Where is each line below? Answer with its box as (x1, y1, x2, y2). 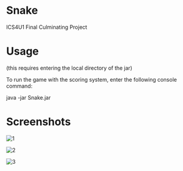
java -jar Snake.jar (6, 94, 51, 101)
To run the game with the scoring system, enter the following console (6, 76, 178, 83)
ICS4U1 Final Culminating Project (6, 23, 88, 31)
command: (6, 82, 33, 89)
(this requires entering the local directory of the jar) (6, 64, 133, 71)
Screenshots (6, 115, 71, 129)
